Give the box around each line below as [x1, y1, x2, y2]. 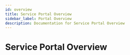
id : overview [5, 7, 32, 12]
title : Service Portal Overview [5, 12, 72, 17]
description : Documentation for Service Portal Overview [5, 20, 125, 26]
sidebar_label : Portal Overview [5, 16, 72, 21]
